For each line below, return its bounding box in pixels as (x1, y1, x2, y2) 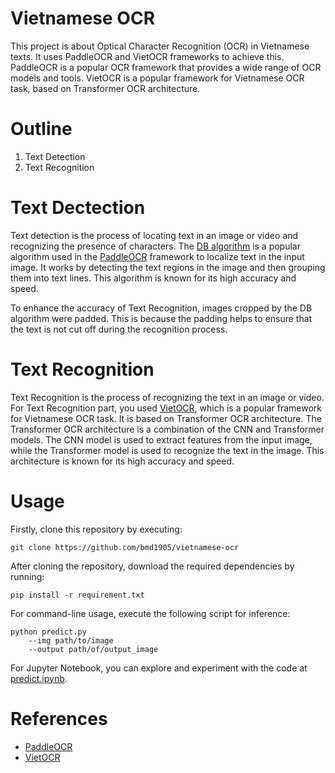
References (10, 707, 108, 730)
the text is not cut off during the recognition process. (10, 323, 228, 335)
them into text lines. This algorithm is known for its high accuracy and (10, 272, 297, 284)
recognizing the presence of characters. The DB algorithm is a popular (10, 240, 301, 252)
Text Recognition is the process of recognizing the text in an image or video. (10, 391, 325, 403)
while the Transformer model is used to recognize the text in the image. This (10, 444, 325, 456)
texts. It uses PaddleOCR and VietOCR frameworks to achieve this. (10, 50, 285, 62)
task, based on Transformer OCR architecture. (10, 82, 201, 94)
